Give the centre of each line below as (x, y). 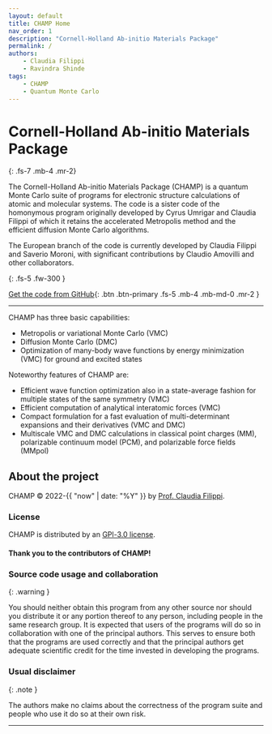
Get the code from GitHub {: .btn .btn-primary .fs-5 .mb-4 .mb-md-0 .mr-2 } (134, 294)
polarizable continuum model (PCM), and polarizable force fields (128, 442)
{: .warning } (29, 592)
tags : (17, 76)
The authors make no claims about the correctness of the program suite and (136, 705)
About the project (54, 476)
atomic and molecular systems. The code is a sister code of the (114, 204)
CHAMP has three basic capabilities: (69, 318)
